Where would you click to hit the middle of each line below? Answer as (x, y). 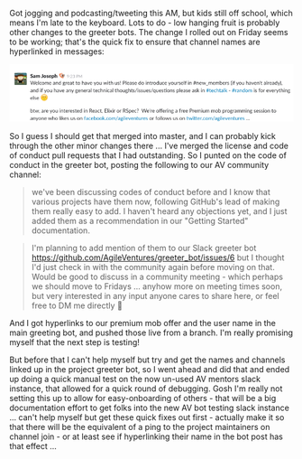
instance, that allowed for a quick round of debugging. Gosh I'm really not (146, 389)
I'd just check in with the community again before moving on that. (153, 267)
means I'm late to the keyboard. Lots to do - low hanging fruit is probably (145, 23)
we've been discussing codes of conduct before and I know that (151, 192)
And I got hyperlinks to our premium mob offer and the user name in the (143, 323)
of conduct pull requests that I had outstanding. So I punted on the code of (148, 155)
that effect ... (33, 446)
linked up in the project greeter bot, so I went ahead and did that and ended (150, 370)
